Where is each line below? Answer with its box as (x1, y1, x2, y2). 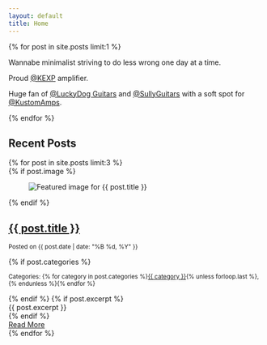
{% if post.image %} (8, 167, 77, 177)
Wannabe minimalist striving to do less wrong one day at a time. (8, 57, 222, 67)
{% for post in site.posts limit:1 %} (8, 41, 121, 51)
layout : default (8, 11, 63, 20)
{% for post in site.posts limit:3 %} (8, 158, 123, 168)
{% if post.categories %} (8, 257, 91, 267)
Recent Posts (8, 136, 77, 150)
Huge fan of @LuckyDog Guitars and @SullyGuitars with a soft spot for (8, 88, 245, 98)
